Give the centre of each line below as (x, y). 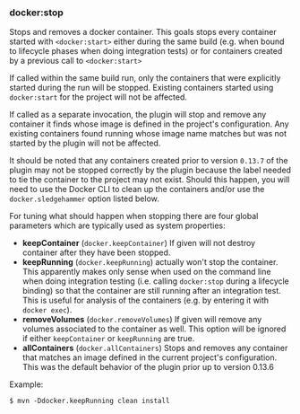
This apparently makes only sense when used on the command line (146, 272)
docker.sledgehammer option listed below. (84, 198)
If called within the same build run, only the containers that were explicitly (145, 78)
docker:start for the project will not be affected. (99, 97)
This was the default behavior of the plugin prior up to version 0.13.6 (148, 367)
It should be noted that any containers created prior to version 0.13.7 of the (149, 161)
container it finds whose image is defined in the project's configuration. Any (149, 124)
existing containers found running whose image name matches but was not (148, 134)
